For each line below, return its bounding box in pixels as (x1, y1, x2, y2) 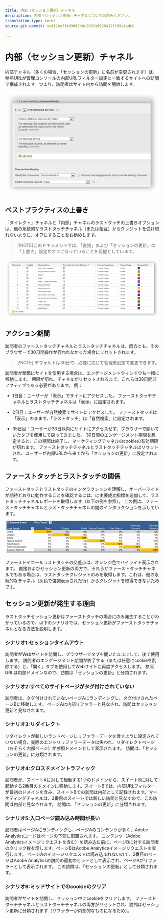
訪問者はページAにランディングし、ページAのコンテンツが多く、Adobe (5, 827, 148, 833)
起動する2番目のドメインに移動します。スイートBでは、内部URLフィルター (5, 783, 156, 789)
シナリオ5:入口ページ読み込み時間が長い (5, 815, 100, 821)
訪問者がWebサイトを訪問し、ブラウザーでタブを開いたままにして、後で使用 (5, 651, 160, 657)
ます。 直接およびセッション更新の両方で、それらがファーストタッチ (5, 565, 143, 571)
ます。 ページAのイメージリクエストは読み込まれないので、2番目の (13, 851, 148, 857)
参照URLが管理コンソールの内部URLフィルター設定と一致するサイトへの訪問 (5, 75, 159, 81)
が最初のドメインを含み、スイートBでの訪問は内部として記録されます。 (5, 789, 149, 795)
